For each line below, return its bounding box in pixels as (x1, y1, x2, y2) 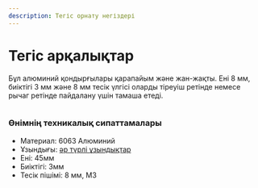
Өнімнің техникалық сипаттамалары (8, 118, 163, 129)
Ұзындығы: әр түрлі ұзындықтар (19, 144, 131, 154)
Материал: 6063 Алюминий (19, 136, 115, 145)
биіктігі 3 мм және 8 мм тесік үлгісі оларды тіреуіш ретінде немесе (8, 81, 241, 91)
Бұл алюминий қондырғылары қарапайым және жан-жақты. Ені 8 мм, (8, 73, 251, 83)
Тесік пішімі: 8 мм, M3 (19, 170, 97, 180)
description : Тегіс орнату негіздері (8, 11, 135, 20)
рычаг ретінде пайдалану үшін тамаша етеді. (8, 90, 164, 100)
